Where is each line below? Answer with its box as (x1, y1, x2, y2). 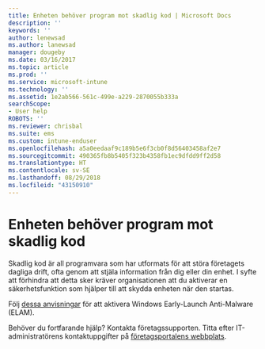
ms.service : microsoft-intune (8, 78, 108, 86)
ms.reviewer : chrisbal (8, 122, 83, 130)
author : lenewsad (8, 33, 66, 42)
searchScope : (8, 100, 51, 108)
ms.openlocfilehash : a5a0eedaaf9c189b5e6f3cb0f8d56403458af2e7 (8, 144, 221, 152)
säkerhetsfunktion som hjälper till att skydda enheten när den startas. (8, 283, 234, 293)
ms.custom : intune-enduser (8, 136, 97, 145)
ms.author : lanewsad (8, 41, 77, 49)
